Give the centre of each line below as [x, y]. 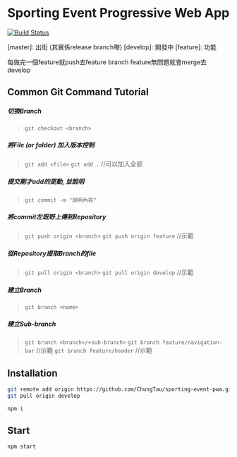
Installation [32, 373]
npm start [22, 447]
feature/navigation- [192, 343]
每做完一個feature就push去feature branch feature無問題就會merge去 [107, 62]
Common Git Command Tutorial [78, 92]
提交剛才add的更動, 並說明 [46, 181]
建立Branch [25, 290]
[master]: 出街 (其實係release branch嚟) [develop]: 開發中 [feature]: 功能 [112, 47]
